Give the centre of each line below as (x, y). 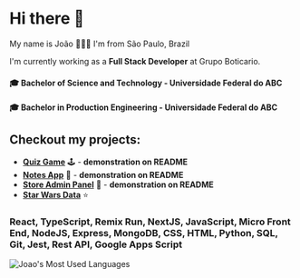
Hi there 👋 (47, 19)
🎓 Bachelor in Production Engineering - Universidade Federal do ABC (144, 107)
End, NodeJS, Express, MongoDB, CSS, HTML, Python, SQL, (144, 233)
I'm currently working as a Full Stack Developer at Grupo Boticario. (135, 61)
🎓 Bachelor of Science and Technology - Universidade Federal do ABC (146, 83)
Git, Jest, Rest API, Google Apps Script (96, 244)
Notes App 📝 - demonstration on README (103, 174)
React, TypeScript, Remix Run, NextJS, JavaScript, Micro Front (150, 222)
